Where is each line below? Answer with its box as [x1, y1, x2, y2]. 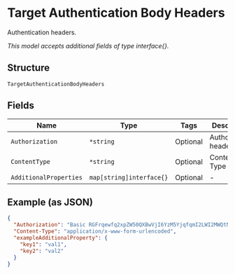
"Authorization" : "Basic [13, 221, 86, 228]
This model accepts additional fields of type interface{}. [7, 41, 169, 50]
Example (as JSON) [7, 196, 93, 208]
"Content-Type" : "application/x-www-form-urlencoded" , [13, 228, 177, 235]
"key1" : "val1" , [20, 240, 68, 248]
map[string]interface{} [89, 173, 169, 181]
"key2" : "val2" [20, 247, 64, 254]
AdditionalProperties [10, 173, 83, 181]
